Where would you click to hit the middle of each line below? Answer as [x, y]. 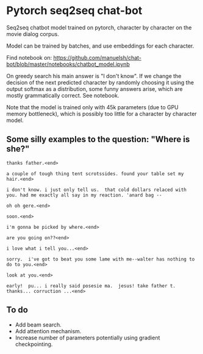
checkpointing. [34, 344]
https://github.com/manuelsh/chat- [98, 57]
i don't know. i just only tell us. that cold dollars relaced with [97, 190]
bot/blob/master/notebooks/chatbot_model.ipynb [68, 64]
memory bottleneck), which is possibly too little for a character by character [101, 114]
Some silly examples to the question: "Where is [98, 139]
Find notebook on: [29, 57]
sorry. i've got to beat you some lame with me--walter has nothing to [101, 259]
